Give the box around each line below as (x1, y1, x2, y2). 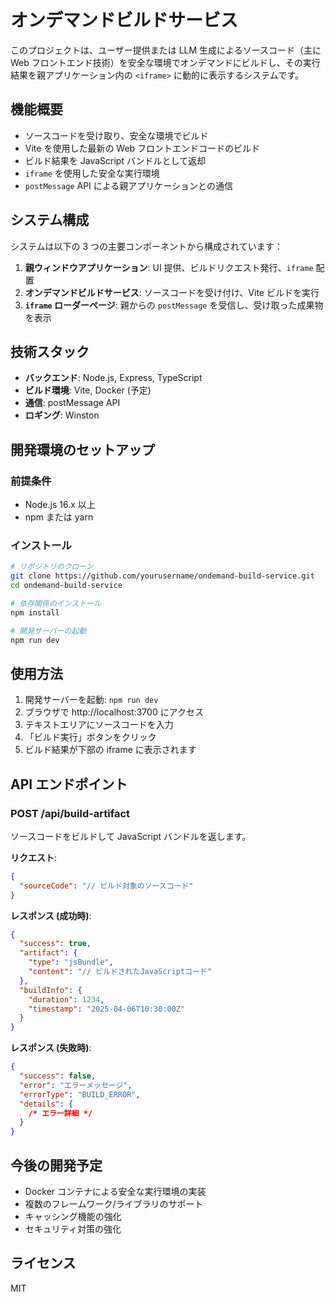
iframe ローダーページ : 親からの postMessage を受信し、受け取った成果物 (24, 299, 324, 311)
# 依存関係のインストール (10, 598, 102, 608)
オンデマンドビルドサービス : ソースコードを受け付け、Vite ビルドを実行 (24, 286, 320, 298)
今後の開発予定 (10, 1157, 103, 1174)
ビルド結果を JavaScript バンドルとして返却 (24, 154, 207, 166)
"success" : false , (19, 1071, 97, 1081)
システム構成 (10, 212, 90, 229)
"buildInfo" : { (19, 985, 83, 995)
